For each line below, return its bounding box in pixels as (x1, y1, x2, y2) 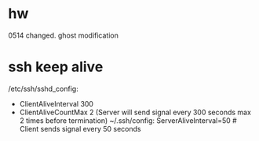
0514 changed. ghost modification (8, 31, 119, 40)
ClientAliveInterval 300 (19, 99, 94, 108)
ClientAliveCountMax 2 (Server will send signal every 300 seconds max (19, 107, 251, 117)
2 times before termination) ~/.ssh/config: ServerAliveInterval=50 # (19, 115, 237, 125)
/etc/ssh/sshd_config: (8, 84, 78, 93)
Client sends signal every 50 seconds (19, 124, 141, 133)
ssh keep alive (8, 58, 104, 76)
